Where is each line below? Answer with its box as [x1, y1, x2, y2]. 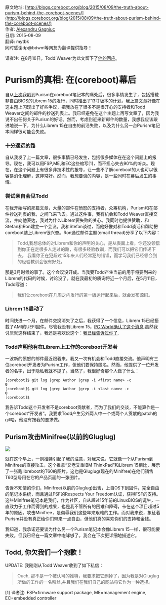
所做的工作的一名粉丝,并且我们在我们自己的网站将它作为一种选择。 [17, 579, 153, 585]
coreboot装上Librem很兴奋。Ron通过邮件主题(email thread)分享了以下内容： [5, 229, 161, 236]
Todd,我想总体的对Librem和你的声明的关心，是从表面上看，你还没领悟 [17, 240, 160, 246]
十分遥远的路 [5, 142, 36, 149]
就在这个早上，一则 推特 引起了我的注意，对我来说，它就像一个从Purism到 [5, 456, 154, 462]
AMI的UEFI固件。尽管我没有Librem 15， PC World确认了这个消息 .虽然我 [13, 323, 158, 329]
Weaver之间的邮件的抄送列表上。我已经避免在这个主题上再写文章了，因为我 [5, 110, 160, 116]
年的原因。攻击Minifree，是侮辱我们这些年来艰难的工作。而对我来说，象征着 [5, 509, 161, 515]
